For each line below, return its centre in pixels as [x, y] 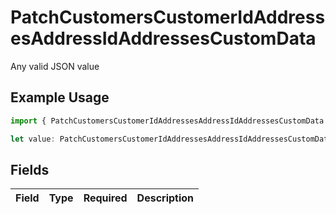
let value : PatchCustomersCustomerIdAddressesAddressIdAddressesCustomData [171, 139]
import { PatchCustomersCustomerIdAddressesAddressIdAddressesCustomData [167, 121]
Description [165, 198]
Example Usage [60, 97]
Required [105, 198]
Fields [30, 169]
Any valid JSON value [55, 66]
